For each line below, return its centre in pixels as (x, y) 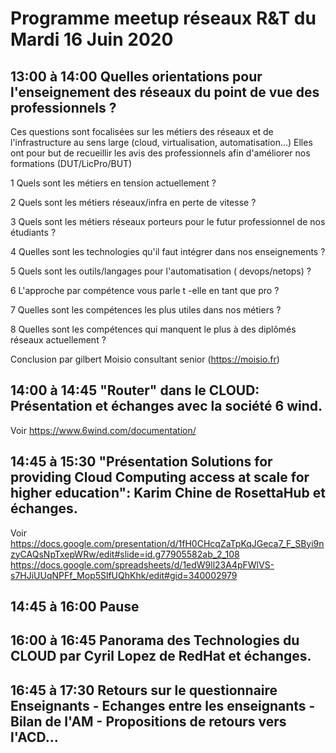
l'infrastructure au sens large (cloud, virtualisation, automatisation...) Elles (161, 142)
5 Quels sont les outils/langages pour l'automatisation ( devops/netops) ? (161, 271)
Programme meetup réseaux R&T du (163, 18)
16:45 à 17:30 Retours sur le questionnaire (144, 690)
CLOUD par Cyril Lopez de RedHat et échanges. (161, 656)
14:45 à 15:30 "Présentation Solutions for (141, 462)
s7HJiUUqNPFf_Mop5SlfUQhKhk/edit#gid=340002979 (124, 575)
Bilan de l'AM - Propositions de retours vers (148, 721)
